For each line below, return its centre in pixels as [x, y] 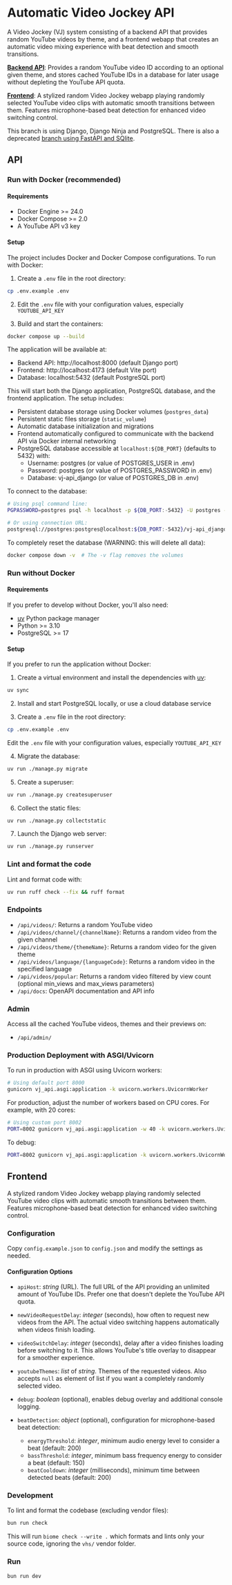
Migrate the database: [49, 756]
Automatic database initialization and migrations [85, 426]
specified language [45, 969]
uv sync [18, 690]
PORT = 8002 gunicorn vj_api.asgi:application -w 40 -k [86, 1129]
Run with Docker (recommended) [64, 180]
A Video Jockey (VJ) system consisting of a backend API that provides [107, 32]
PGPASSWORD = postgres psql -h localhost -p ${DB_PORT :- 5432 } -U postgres [114, 511]
